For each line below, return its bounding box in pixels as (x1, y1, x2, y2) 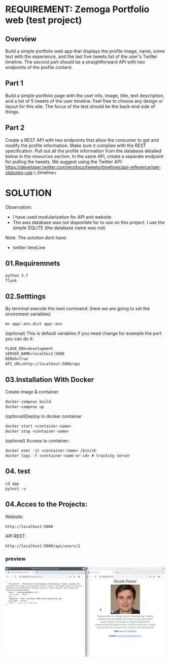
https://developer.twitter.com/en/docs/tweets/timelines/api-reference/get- (5, 164, 161, 170)
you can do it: (5, 336, 34, 342)
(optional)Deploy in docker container (5, 413, 82, 419)
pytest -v (5, 486, 26, 491)
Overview (5, 35, 37, 43)
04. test (5, 467, 30, 476)
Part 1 (5, 79, 24, 87)
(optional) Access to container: (5, 438, 70, 443)
